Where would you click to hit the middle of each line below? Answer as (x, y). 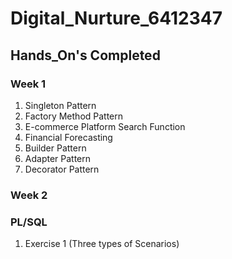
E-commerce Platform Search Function (105, 126)
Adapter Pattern (58, 158)
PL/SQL (29, 222)
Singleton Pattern (60, 105)
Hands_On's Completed (85, 55)
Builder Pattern (55, 148)
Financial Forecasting (68, 137)
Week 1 (28, 84)
